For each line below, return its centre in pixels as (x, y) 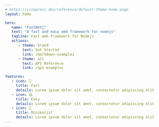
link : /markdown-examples (49, 54)
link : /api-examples (43, 68)
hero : (10, 23)
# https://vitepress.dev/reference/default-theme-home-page (67, 9)
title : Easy (28, 99)
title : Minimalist (34, 113)
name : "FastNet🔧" (29, 27)
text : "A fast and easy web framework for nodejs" (64, 32)
